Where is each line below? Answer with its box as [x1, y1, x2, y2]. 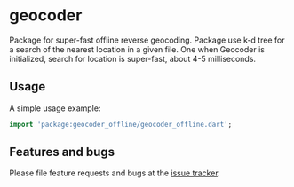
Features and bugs [9, 144, 115, 160]
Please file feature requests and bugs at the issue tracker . [9, 168, 220, 178]
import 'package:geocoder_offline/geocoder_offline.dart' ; [9, 120, 233, 129]
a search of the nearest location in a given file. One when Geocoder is [9, 43, 265, 54]
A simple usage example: [9, 103, 101, 113]
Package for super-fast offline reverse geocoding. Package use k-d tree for [9, 35, 285, 45]
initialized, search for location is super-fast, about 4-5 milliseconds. [9, 53, 256, 64]
